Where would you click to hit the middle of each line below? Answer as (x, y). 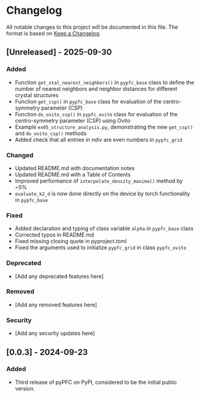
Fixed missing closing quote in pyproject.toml (71, 241)
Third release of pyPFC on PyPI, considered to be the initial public (96, 382)
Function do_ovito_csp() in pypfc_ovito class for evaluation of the (96, 114)
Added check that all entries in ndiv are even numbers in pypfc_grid (99, 140)
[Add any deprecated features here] (59, 276)
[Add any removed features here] (56, 304)
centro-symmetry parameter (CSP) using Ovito (72, 120)
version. (25, 388)
